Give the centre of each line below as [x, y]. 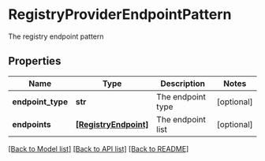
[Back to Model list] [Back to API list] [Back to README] [99, 148]
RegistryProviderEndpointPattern [120, 15]
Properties [35, 61]
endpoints [32, 124]
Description [183, 83]
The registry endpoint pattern [56, 36]
